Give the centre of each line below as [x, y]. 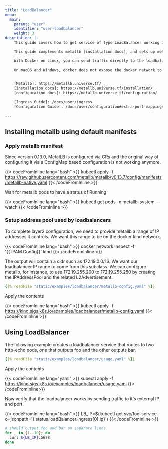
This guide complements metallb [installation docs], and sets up [85, 51]
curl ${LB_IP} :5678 [30, 437]
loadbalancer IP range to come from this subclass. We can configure [76, 267]
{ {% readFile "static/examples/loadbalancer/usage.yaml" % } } [70, 359]
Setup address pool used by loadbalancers [58, 220]
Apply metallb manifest [34, 146]
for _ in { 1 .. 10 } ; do [28, 433]
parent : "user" [30, 24]
